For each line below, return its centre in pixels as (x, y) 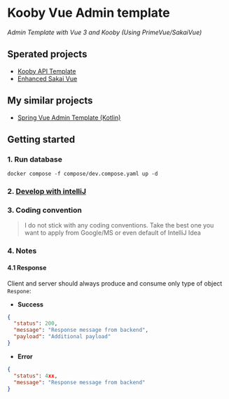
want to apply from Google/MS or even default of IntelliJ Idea (112, 233)
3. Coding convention (44, 210)
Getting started (41, 139)
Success (30, 304)
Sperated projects (47, 54)
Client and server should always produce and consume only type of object (115, 283)
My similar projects (50, 100)
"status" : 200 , (36, 323)
